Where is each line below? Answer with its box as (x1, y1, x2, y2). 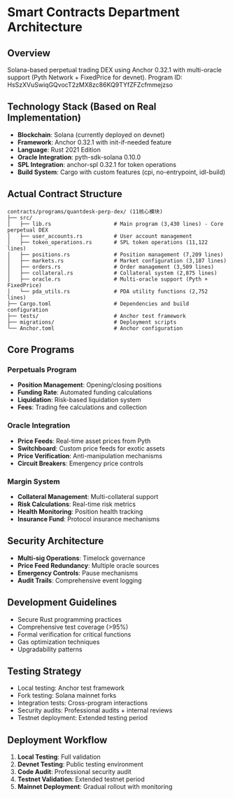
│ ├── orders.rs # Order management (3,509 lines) (7, 263, 215, 270)
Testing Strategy (7, 665, 82, 677)
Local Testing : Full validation (17, 752, 101, 762)
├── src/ (7, 214, 33, 221)
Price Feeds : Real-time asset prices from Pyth (17, 437, 151, 445)
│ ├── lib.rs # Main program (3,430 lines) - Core (7, 220, 224, 227)
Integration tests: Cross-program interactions (17, 699, 148, 707)
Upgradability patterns (17, 645, 83, 653)
